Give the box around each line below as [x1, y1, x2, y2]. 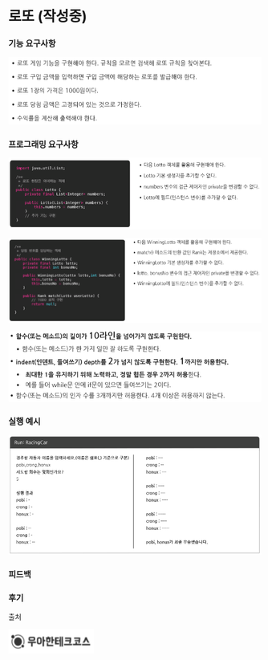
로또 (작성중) [8, 7, 87, 26]
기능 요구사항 [8, 38, 56, 49]
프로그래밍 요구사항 [8, 138, 79, 149]
